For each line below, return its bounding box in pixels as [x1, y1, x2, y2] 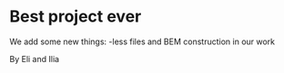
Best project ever [9, 6, 142, 27]
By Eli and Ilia [9, 53, 60, 64]
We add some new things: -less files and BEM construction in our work [9, 36, 276, 47]
